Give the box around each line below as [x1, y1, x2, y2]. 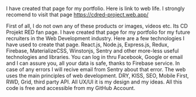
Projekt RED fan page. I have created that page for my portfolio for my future [6, 29, 191, 36]
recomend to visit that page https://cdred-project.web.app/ [6, 11, 149, 18]
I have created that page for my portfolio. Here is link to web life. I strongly [6, 5, 185, 12]
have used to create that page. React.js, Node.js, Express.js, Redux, [6, 41, 169, 48]
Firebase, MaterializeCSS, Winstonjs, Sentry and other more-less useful [6, 47, 179, 54]
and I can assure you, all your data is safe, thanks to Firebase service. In [6, 60, 180, 67]
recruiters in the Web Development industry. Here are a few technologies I [6, 35, 185, 41]
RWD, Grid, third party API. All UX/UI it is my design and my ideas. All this [6, 78, 183, 85]
